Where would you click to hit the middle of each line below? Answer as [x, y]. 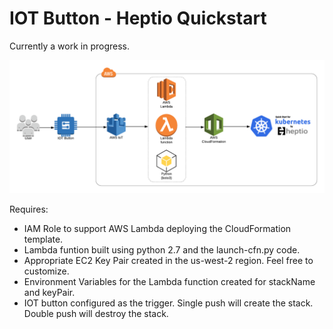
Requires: [29, 209]
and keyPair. [49, 292]
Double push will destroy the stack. [96, 313]
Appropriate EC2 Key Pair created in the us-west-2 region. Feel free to [168, 260]
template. [43, 239]
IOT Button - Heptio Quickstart [138, 18]
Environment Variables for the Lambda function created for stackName [169, 281]
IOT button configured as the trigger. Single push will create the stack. [168, 303]
